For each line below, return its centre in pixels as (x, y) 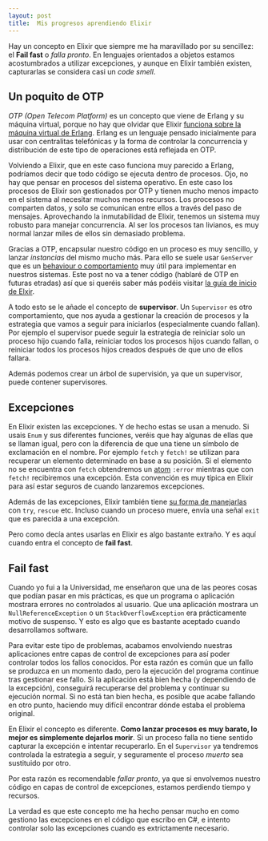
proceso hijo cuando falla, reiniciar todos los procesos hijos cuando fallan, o (134, 341)
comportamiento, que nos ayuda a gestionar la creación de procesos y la (129, 316)
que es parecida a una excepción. (64, 519)
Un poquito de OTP (56, 97)
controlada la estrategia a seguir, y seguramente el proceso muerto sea (126, 754)
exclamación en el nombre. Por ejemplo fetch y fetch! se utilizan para (124, 453)
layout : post (30, 16)
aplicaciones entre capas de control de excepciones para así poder (119, 654)
